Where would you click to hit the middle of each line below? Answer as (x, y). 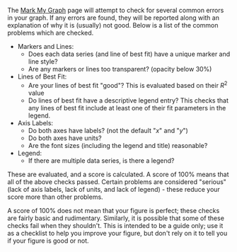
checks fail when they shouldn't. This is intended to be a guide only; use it (115, 225)
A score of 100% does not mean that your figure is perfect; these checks (114, 210)
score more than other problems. (56, 197)
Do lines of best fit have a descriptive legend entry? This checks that (128, 100)
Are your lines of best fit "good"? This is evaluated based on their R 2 (128, 85)
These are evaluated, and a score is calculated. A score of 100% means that (118, 174)
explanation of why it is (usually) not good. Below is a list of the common (113, 25)
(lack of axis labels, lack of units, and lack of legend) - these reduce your (114, 189)
